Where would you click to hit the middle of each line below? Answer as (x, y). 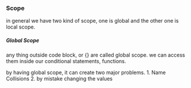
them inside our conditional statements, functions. (66, 61)
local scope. (21, 27)
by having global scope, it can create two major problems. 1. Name (86, 73)
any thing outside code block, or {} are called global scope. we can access (95, 55)
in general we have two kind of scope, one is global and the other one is (92, 21)
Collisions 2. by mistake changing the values (59, 79)
